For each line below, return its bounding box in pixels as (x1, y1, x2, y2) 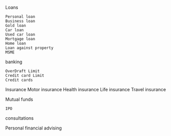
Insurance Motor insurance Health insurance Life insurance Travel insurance (5, 87, 166, 92)
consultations (5, 115, 34, 121)
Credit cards (5, 77, 33, 83)
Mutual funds (5, 96, 33, 102)
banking (5, 59, 22, 65)
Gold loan (5, 23, 27, 28)
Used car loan (5, 32, 36, 37)
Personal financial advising (5, 125, 62, 131)
